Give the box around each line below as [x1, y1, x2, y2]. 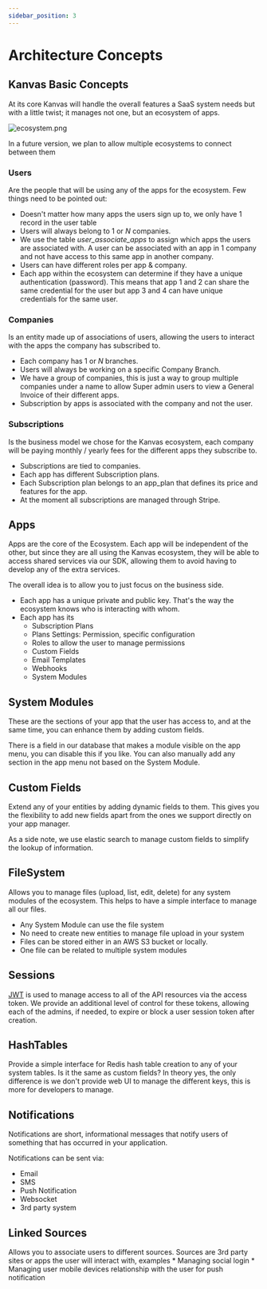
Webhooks [31, 664, 68, 673]
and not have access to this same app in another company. [19, 251, 214, 261]
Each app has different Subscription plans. [19, 469, 159, 479]
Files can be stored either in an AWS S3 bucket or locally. [19, 936, 209, 946]
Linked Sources [8, 1226, 88, 1239]
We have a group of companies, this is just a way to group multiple [19, 373, 239, 383]
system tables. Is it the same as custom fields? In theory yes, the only [8, 1068, 237, 1078]
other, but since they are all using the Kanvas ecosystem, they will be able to [8, 548, 260, 557]
